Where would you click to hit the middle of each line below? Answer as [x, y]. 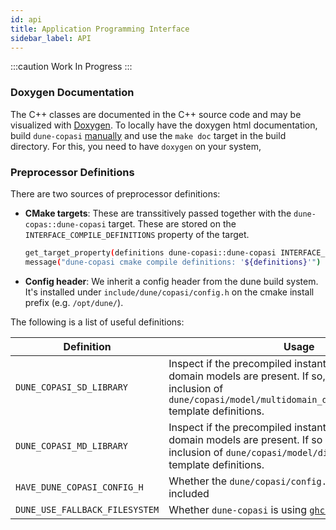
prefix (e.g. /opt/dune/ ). [74, 302]
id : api [26, 19]
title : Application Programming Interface [100, 29]
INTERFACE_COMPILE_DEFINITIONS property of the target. [137, 234]
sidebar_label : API [51, 38]
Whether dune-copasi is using [238, 509]
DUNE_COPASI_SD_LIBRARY [72, 387]
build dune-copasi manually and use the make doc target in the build [148, 135]
